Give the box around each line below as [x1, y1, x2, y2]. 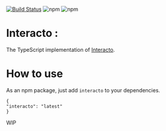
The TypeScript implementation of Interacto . [6, 46, 115, 53]
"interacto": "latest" [6, 103, 63, 110]
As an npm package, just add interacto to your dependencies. [6, 86, 160, 93]
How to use [6, 67, 63, 80]
